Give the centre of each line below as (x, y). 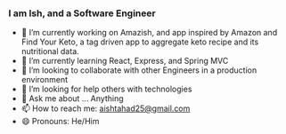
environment (45, 80)
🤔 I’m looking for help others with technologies (106, 89)
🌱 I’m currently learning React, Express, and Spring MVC (125, 61)
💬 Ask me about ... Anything (72, 99)
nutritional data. (50, 51)
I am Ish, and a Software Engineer (82, 13)
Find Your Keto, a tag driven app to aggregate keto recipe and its (140, 42)
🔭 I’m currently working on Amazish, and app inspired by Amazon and (149, 33)
